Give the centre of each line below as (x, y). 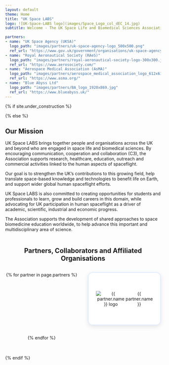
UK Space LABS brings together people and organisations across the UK (79, 143)
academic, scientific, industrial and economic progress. (62, 209)
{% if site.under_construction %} (38, 106)
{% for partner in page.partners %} (42, 275)
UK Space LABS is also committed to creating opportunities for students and (83, 194)
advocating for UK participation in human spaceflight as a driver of (73, 204)
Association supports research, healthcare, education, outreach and (75, 159)
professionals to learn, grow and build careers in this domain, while (73, 199)
